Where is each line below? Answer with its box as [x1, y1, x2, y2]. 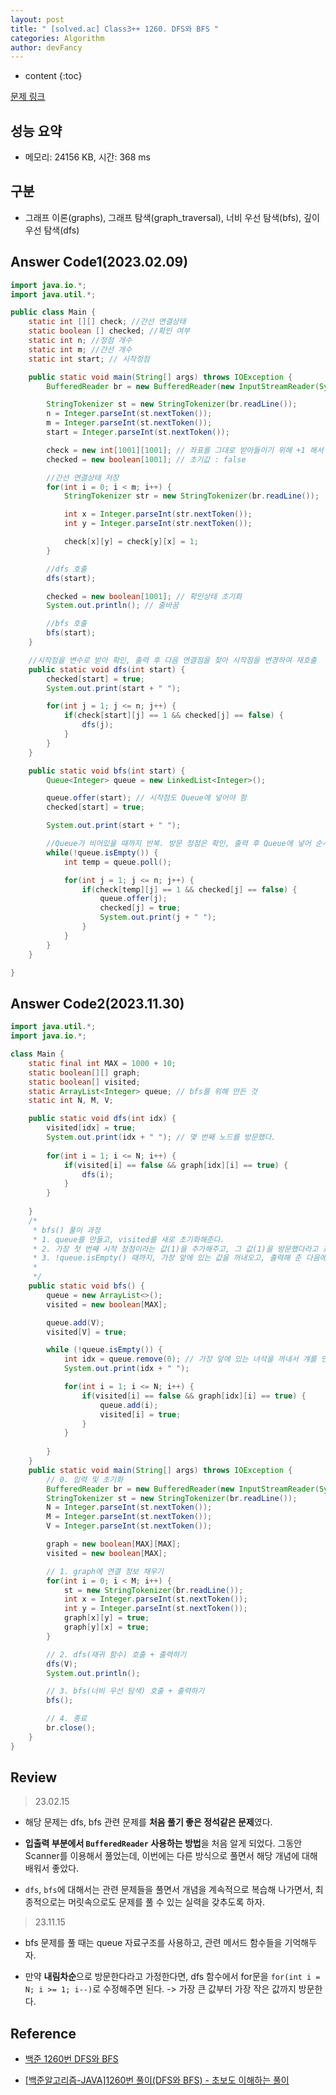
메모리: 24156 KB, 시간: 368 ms [24, 151, 151, 163]
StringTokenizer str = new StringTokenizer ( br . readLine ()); [63, 491, 320, 501]
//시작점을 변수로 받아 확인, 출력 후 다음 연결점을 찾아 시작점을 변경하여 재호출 [28, 655, 317, 665]
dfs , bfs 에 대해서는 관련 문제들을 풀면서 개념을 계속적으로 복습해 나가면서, [24, 1884, 313, 1896]
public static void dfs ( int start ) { [28, 664, 186, 675]
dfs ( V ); [46, 1659, 78, 1669]
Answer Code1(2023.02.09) [10, 254, 189, 271]
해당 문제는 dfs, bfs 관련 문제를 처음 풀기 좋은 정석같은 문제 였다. [24, 1816, 273, 1828]
